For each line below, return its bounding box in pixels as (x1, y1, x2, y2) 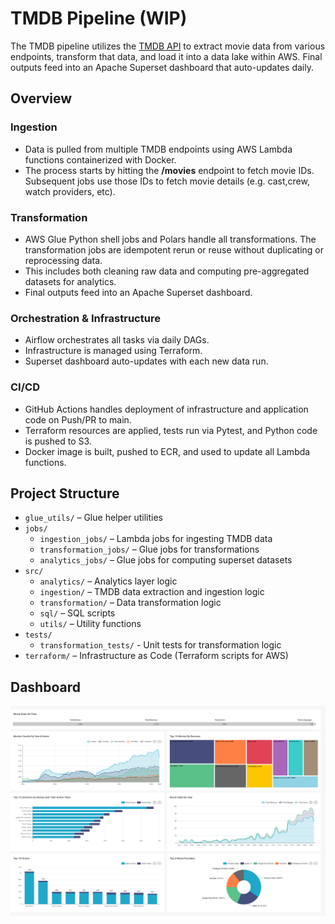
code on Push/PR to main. (24, 413, 132, 426)
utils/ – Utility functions (39, 618, 142, 630)
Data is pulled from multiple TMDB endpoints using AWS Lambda (24, 143, 293, 155)
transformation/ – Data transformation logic (39, 597, 222, 609)
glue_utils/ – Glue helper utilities (24, 512, 163, 524)
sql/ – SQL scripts (39, 607, 116, 619)
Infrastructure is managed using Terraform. (24, 345, 203, 357)
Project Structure (10, 485, 120, 502)
